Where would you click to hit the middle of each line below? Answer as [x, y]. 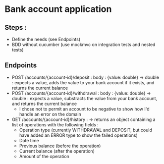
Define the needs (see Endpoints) [46, 39]
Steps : [16, 27]
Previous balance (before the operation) [60, 146]
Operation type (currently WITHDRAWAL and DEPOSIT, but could [85, 130]
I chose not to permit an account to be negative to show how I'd [84, 109]
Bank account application [58, 9]
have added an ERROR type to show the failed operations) [79, 135]
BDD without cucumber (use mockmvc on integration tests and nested [83, 45]
